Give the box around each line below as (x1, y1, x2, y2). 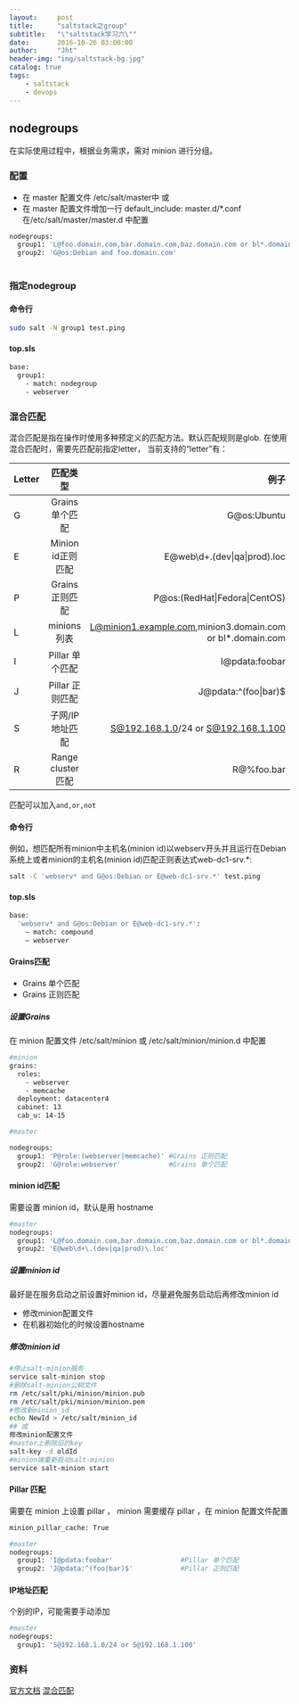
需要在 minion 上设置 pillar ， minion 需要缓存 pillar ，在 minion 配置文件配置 (9, 1505, 289, 1516)
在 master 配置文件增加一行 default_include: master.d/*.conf (21, 202, 242, 214)
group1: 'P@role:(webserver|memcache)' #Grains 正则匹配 (17, 1151, 228, 1160)
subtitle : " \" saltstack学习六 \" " (9, 29, 138, 38)
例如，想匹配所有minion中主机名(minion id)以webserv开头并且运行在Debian (9, 844, 287, 854)
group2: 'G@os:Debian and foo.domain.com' (17, 249, 177, 258)
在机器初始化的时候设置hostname (21, 1319, 145, 1329)
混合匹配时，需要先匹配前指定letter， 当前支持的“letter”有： (9, 443, 229, 455)
